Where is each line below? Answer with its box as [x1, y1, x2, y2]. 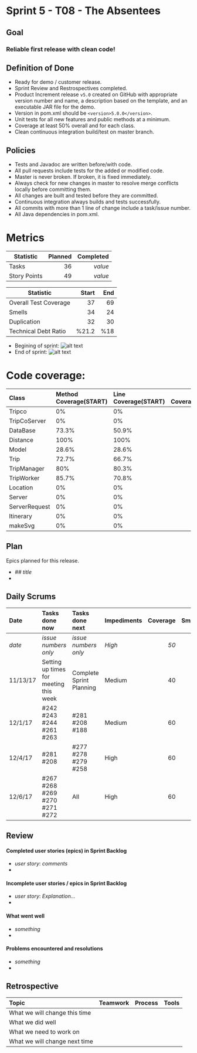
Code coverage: [6, 369, 86, 382]
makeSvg [9, 522, 35, 530]
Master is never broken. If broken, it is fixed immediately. [14, 173, 152, 180]
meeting [42, 680, 64, 688]
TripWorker [9, 474, 40, 482]
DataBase [9, 427, 36, 434]
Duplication [9, 318, 40, 326]
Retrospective [6, 982, 59, 991]
